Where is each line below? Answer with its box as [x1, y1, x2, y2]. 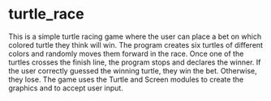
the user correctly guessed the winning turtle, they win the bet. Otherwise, [8, 65, 257, 75]
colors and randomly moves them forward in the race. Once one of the [8, 48, 244, 58]
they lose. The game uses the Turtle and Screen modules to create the [8, 74, 244, 84]
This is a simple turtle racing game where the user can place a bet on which [8, 32, 262, 41]
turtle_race [8, 5, 84, 23]
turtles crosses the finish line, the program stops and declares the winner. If [8, 57, 261, 67]
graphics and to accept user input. [8, 82, 123, 93]
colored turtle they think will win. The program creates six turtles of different [8, 40, 264, 49]
